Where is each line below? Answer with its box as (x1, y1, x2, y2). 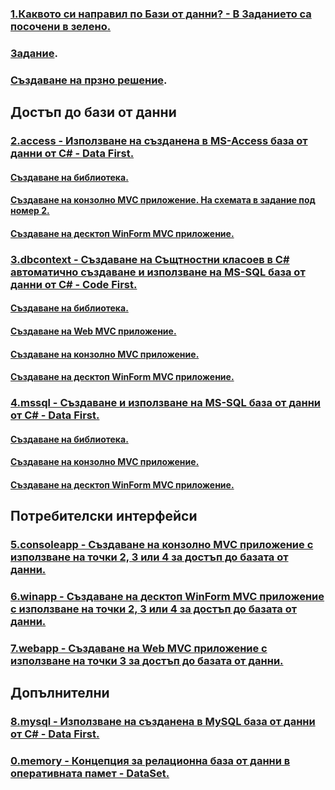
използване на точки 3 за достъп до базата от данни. (10, 654, 284, 668)
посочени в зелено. (10, 19, 112, 33)
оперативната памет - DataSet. (10, 767, 170, 781)
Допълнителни (10, 685, 110, 702)
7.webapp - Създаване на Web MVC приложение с (10, 642, 268, 656)
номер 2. (10, 205, 50, 217)
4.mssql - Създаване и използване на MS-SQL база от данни (10, 396, 322, 410)
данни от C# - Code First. (10, 277, 138, 291)
